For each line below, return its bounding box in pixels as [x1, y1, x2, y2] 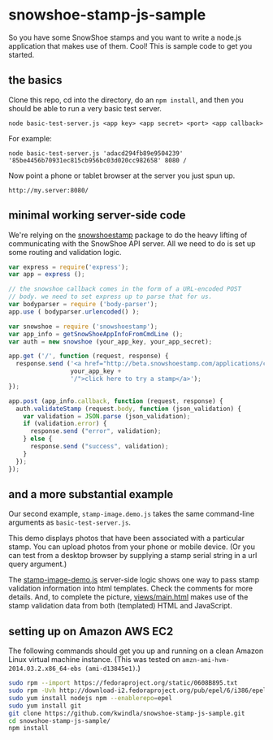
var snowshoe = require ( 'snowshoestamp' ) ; [8, 322, 158, 331]
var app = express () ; [8, 270, 85, 279]
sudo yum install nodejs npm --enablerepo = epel [8, 694, 173, 702]
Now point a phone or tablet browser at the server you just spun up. [8, 171, 236, 180]
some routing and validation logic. [8, 247, 122, 257]
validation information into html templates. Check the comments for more [8, 583, 253, 594]
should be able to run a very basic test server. [8, 103, 162, 113]
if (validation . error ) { [23, 420, 107, 428]
